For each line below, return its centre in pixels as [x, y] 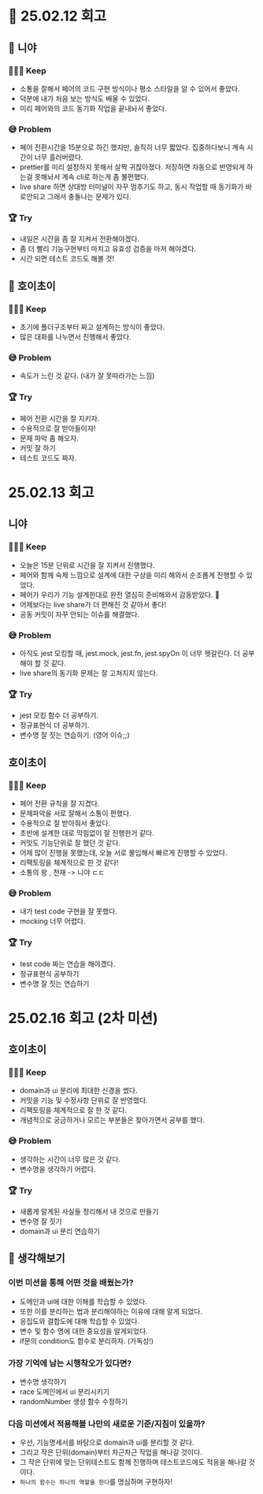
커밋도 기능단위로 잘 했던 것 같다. [70, 843]
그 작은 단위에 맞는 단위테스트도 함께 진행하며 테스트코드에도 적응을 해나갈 [133, 1462]
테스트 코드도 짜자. [48, 458]
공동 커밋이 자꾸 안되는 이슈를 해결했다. [80, 614]
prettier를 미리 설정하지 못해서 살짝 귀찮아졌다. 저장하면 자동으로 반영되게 [132, 167]
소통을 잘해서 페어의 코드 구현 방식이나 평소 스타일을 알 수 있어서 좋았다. [130, 88]
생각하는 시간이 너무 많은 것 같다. [70, 1159]
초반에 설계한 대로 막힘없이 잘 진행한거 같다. [87, 832]
